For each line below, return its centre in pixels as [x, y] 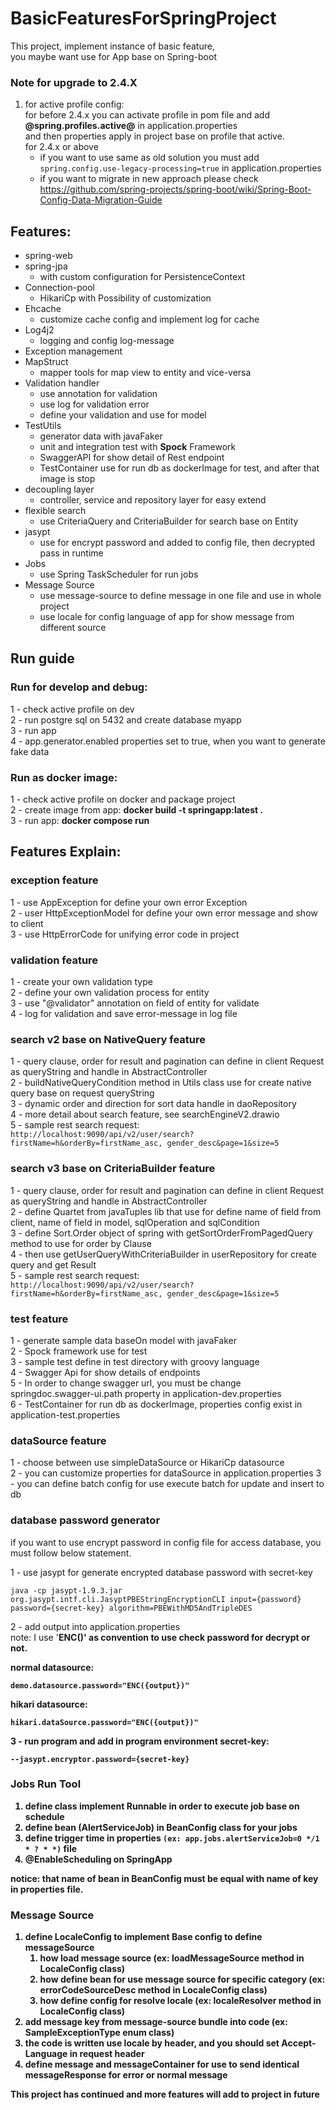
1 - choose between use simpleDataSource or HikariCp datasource [147, 1463]
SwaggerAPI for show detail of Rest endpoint [132, 458]
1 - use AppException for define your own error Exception [129, 902]
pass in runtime [71, 553]
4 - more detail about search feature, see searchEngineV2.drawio [145, 1114]
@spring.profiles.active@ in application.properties [131, 126]
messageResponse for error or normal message [126, 2075]
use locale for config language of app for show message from [167, 617]
